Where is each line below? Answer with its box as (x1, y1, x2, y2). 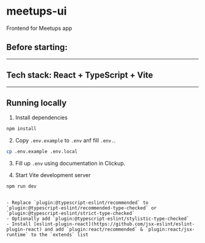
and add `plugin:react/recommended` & (45, 227, 143, 233)
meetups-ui (6, 4, 67, 18)
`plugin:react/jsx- (145, 227, 195, 233)
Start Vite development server (15, 172, 91, 179)
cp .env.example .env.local (6, 148, 78, 155)
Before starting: (6, 42, 68, 53)
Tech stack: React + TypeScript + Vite (6, 70, 154, 81)
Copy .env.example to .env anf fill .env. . (15, 137, 116, 144)
